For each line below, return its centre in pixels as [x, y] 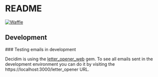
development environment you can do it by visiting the [60, 64]
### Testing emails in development [40, 49]
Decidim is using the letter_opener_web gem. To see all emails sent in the [79, 59]
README [24, 9]
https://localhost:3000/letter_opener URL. [47, 69]
